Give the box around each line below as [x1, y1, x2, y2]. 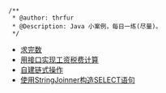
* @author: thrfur [11, 14, 74, 22]
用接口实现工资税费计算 [19, 55, 99, 64]
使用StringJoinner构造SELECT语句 [19, 75, 135, 84]
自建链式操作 [19, 65, 63, 74]
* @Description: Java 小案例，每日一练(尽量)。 [11, 23, 162, 31]
